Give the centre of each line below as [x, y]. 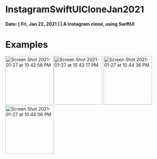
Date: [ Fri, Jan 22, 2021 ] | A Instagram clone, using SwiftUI [70, 24]
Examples [27, 44]
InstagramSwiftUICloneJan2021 [75, 9]
